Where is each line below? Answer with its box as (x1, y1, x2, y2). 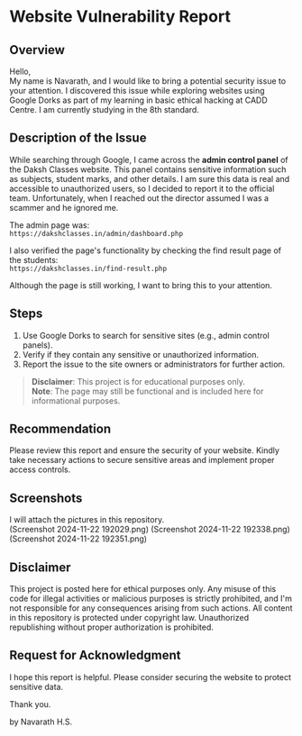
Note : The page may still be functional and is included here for (31, 386, 264, 396)
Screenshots (9, 490, 83, 505)
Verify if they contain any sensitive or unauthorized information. (22, 349, 260, 359)
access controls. (9, 464, 71, 475)
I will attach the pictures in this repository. (9, 514, 165, 525)
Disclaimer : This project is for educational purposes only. (31, 376, 245, 386)
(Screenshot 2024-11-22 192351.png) (9, 533, 147, 544)
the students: (9, 254, 59, 265)
